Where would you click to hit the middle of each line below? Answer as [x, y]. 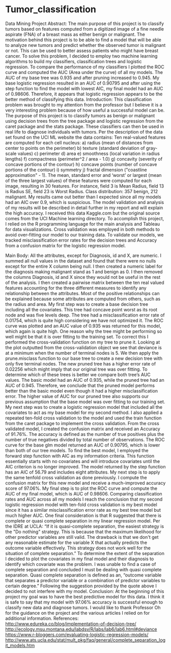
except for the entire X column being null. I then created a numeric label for [84, 266]
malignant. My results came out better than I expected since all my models [83, 197]
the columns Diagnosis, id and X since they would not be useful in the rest [83, 277]
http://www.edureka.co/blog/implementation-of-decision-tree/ [71, 623]
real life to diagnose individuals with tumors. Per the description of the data [84, 132]
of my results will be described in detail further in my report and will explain [84, 207]
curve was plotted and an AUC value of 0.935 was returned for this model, [83, 326]
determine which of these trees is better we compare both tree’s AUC [78, 374]
